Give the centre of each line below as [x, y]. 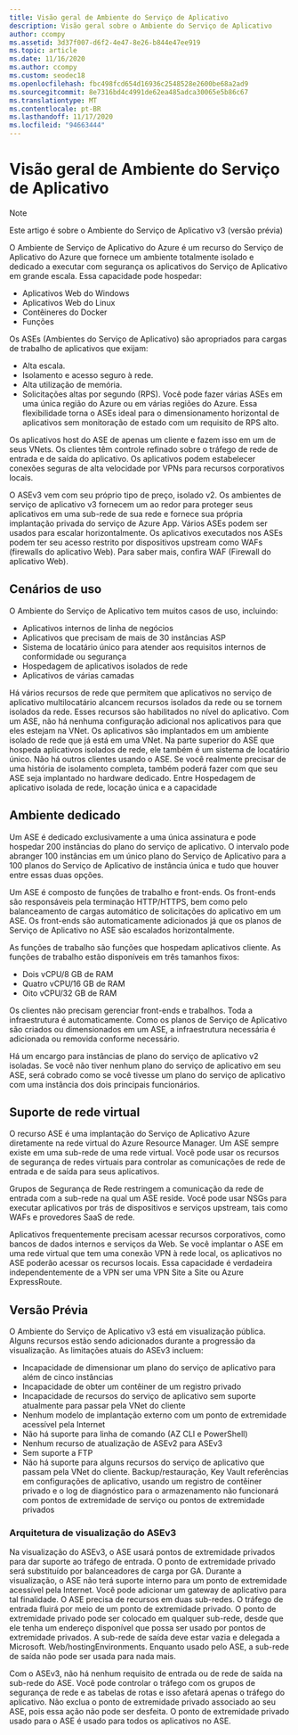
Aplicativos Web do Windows [76, 293]
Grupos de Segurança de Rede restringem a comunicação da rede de [137, 1189]
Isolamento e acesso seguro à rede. [88, 374]
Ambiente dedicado [65, 815]
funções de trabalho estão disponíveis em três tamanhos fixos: [125, 957]
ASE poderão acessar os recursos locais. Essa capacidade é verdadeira [141, 1263]
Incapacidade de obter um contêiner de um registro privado [132, 1386]
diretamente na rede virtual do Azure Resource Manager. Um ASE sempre [144, 1143]
